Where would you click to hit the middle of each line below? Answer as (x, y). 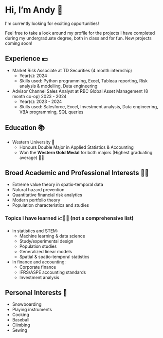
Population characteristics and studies (50, 205)
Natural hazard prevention (38, 190)
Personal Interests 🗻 (36, 293)
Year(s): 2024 (33, 76)
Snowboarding (27, 304)
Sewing (20, 330)
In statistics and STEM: (35, 231)
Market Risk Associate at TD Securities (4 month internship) (72, 70)
